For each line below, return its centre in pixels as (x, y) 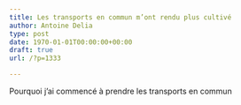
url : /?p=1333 (35, 58)
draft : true (31, 50)
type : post (29, 34)
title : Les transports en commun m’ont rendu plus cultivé (120, 17)
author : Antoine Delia (51, 26)
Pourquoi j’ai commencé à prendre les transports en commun (120, 91)
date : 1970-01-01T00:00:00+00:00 (71, 42)
